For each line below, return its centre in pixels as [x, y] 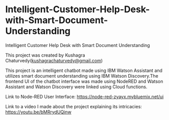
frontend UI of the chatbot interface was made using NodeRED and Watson [84, 81]
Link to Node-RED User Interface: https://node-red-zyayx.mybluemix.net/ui [84, 97]
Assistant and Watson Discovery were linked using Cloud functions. [76, 87]
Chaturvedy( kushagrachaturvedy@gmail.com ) [54, 60]
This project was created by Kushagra [45, 55]
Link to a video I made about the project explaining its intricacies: [74, 106]
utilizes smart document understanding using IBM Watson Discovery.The [82, 76]
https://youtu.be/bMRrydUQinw [38, 112]
